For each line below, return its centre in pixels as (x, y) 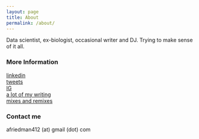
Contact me (24, 116)
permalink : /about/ (31, 23)
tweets (15, 81)
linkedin (16, 75)
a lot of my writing (29, 94)
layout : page (23, 12)
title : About (23, 17)
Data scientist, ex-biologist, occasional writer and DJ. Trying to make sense (100, 40)
